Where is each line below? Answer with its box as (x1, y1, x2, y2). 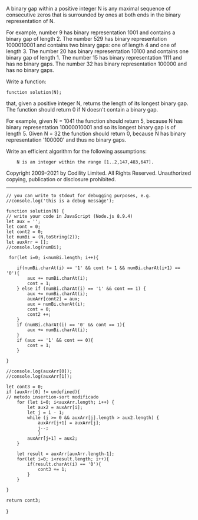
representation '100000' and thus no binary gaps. (6, 136, 127, 143)
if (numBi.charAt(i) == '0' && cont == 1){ (16, 322, 126, 328)
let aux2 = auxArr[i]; (27, 404, 83, 410)
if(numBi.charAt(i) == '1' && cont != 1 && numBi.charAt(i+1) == (16, 265, 181, 271)
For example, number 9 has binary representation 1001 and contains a (6, 29, 176, 36)
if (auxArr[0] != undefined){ (6, 389, 81, 395)
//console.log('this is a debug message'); (6, 198, 115, 204)
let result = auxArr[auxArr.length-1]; (16, 451, 115, 457)
